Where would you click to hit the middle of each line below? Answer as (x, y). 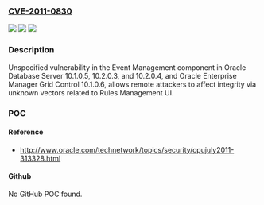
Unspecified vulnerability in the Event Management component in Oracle (127, 67)
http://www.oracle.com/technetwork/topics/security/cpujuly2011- (127, 149)
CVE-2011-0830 (40, 11)
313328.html (40, 158)
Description (31, 50)
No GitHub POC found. (45, 194)
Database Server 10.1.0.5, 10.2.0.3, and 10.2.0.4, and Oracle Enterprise (122, 75)
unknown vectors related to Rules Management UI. (91, 92)
